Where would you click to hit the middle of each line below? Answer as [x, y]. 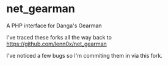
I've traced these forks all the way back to [59, 37]
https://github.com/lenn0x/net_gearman [57, 44]
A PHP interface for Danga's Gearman [54, 26]
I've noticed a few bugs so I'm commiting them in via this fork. [85, 55]
